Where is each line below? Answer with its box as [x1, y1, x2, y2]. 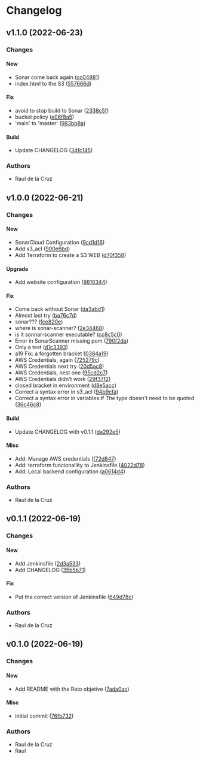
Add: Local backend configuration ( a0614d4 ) [14, 468, 125, 475]
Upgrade [6, 265, 29, 273]
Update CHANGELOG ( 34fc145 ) [14, 147, 93, 154]
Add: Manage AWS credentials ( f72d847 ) [14, 455, 116, 462]
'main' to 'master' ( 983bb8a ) [14, 119, 86, 126]
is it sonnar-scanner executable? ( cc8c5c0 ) [14, 331, 122, 338]
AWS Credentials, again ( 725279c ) [14, 356, 100, 364]
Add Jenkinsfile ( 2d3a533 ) [14, 560, 81, 567]
